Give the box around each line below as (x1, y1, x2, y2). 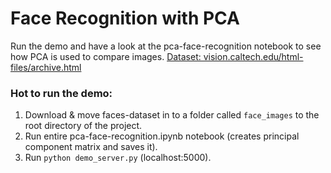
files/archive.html (10, 61, 82, 73)
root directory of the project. (24, 120, 143, 132)
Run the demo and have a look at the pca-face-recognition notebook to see (10, 40, 322, 52)
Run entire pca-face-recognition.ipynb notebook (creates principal (24, 130, 300, 142)
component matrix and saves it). (24, 141, 158, 153)
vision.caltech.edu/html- (203, 50, 304, 62)
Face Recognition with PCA (10, 7, 240, 30)
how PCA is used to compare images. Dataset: (10, 50, 202, 62)
